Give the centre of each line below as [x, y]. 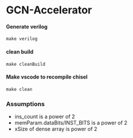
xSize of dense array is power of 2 [56, 129]
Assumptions [25, 104]
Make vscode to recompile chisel [47, 77]
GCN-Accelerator [49, 10]
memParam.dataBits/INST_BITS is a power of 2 [71, 123]
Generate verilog [27, 26]
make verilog [22, 39]
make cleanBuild [26, 64]
